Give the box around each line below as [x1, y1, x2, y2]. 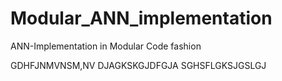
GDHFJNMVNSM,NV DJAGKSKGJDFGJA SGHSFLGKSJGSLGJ [10, 59, 267, 71]
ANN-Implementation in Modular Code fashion [10, 40, 202, 52]
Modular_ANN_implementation [10, 7, 273, 30]
